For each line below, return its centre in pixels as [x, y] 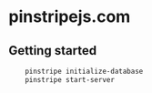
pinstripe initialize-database [84, 71]
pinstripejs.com [70, 17]
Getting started [53, 51]
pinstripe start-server [70, 79]
